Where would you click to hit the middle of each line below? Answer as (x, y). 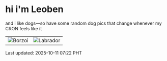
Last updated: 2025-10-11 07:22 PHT (44, 53)
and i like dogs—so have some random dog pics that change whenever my (83, 23)
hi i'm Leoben (34, 9)
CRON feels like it (24, 28)
